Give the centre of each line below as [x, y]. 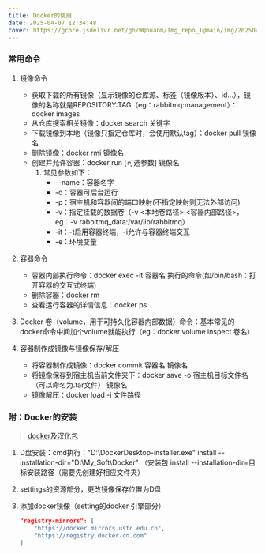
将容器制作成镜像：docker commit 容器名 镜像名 [110, 365]
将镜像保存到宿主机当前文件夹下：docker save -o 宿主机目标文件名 [140, 375]
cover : [19, 30]
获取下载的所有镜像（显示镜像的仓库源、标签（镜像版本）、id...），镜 [141, 95]
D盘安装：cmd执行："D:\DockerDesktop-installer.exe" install [118, 452]
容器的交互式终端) [67, 285]
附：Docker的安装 [43, 417]
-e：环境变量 [76, 241]
